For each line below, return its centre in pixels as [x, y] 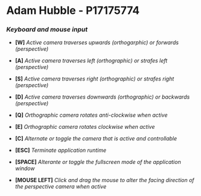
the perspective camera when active [61, 187]
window [25, 168]
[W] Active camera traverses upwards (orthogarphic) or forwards [97, 42]
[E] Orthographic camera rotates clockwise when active [85, 127]
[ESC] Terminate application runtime [61, 150]
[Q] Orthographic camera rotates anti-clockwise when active [91, 115]
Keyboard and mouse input [47, 30]
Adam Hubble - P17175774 [73, 11]
